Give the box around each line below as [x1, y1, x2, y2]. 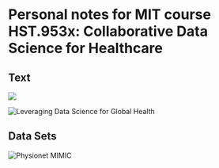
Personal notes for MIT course [8, 6, 212, 24]
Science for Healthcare [8, 40, 164, 57]
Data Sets [8, 129, 57, 143]
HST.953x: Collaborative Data [8, 22, 208, 40]
